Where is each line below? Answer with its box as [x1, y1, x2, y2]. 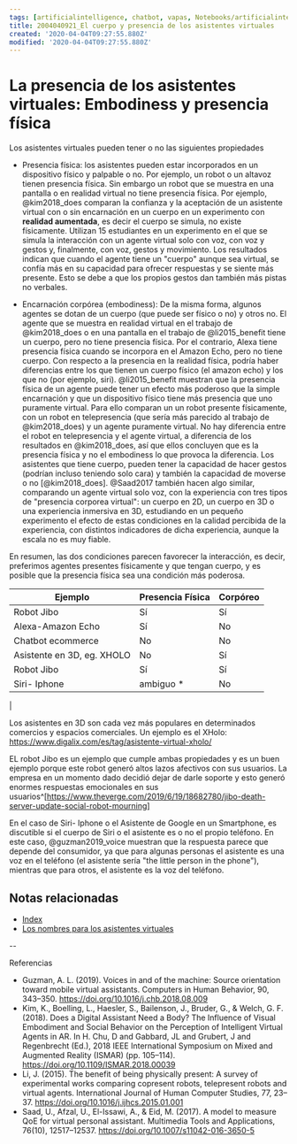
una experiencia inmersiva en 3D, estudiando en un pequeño [21, 506, 244, 517]
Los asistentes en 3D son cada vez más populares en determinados [9, 718, 256, 728]
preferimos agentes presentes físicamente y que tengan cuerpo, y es [9, 561, 261, 572]
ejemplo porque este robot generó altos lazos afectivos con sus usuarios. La [9, 763, 287, 774]
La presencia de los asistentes [9, 76, 237, 96]
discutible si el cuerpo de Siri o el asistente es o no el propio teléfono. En [9, 827, 274, 838]
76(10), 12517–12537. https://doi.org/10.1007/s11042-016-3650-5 [21, 1125, 255, 1135]
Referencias [9, 957, 53, 968]
